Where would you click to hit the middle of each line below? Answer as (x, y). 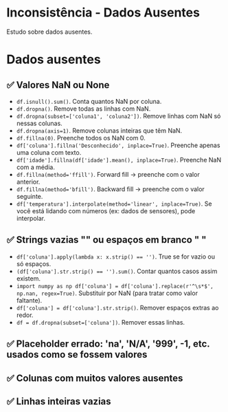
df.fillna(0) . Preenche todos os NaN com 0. (81, 138)
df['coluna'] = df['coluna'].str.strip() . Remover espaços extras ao (117, 307)
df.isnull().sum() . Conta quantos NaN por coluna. (89, 101)
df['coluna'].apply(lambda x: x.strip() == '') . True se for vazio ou (116, 257)
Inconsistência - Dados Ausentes (103, 13)
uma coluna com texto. (49, 152)
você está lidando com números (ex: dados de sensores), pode (106, 210)
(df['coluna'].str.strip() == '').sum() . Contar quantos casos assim (117, 271)
